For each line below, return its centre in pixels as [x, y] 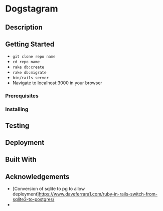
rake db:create [28, 67]
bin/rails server [31, 78]
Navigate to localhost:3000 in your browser [57, 83]
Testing [17, 126]
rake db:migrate [29, 73]
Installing [17, 109]
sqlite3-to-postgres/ [33, 199]
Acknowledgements [37, 177]
